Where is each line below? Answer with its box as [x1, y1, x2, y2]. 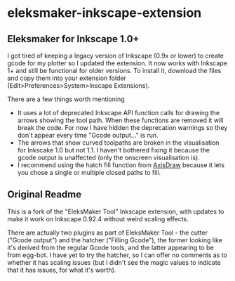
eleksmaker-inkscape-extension [7, 5, 202, 21]
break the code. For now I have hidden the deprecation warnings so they [17, 124, 228, 131]
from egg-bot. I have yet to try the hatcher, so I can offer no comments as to [7, 251, 228, 259]
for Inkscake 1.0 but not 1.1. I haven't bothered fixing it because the [17, 146, 210, 154]
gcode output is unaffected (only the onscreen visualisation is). [17, 153, 200, 162]
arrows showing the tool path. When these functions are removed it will [17, 116, 224, 124]
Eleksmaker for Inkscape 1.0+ [7, 33, 140, 45]
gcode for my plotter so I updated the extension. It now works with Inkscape [7, 59, 228, 67]
